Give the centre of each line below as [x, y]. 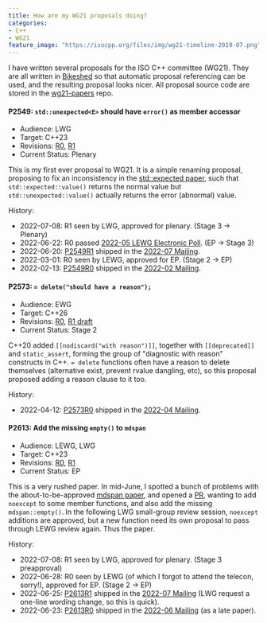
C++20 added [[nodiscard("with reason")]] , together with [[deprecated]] [132, 345]
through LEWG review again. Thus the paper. [81, 528]
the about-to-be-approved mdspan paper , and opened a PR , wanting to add [132, 495]
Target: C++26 [44, 313]
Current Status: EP [50, 471]
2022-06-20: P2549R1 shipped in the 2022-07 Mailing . [110, 251]
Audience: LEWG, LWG [57, 446]
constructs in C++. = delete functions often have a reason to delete [119, 362]
